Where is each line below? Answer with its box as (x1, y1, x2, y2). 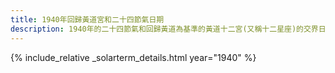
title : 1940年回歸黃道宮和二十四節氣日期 (10, 14, 165, 25)
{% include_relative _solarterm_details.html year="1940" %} (10, 51, 257, 63)
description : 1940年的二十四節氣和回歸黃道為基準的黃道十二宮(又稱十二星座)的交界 (10, 24, 319, 34)
